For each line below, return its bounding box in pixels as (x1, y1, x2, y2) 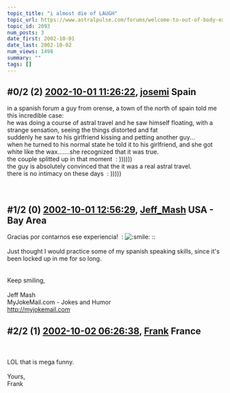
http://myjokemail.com (7, 306, 71, 314)
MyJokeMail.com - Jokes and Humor (7, 298, 112, 306)
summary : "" (7, 55, 41, 62)
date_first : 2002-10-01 (7, 36, 75, 42)
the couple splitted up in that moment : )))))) (7, 155, 133, 163)
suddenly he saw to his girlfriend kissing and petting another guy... (7, 133, 195, 141)
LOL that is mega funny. (7, 358, 74, 366)
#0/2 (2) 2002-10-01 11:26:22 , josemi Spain (7, 86, 196, 98)
